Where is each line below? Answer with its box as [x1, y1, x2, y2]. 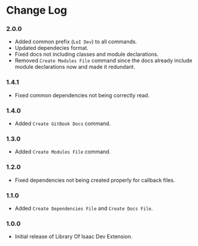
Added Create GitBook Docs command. [14, 120, 111, 127]
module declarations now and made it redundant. [14, 63, 136, 71]
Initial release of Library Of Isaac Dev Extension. [14, 233, 133, 240]
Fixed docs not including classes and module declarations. [14, 51, 159, 58]
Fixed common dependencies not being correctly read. [14, 91, 150, 98]
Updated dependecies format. [14, 44, 89, 52]
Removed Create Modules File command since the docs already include [14, 57, 193, 64]
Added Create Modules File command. [14, 148, 111, 155]
